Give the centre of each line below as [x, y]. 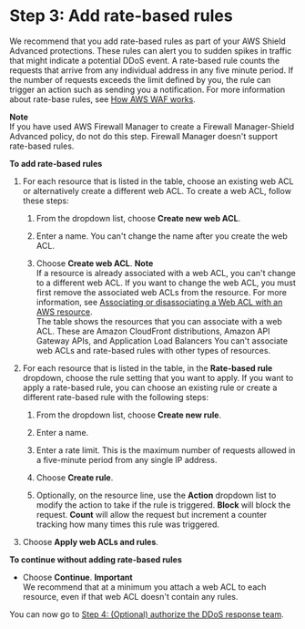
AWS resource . [64, 312]
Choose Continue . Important [78, 577]
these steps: [46, 201]
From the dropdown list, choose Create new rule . [128, 415]
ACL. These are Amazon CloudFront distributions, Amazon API [153, 331]
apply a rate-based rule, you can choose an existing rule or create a [150, 387]
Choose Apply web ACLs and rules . [91, 541]
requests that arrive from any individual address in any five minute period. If [152, 70]
